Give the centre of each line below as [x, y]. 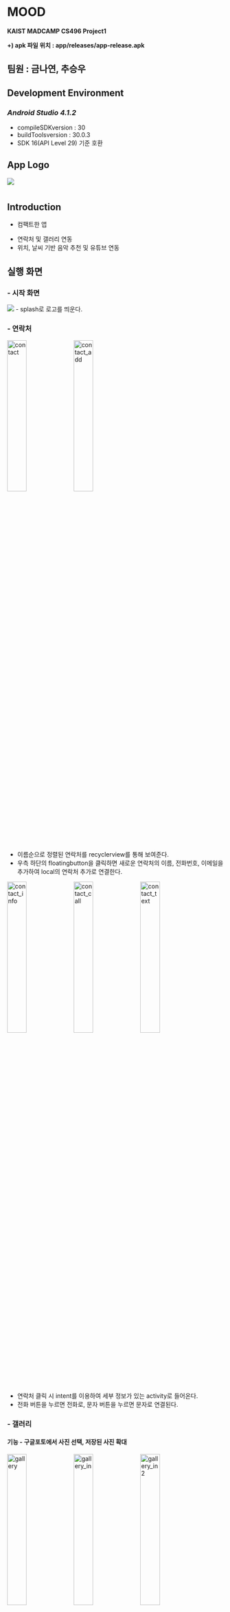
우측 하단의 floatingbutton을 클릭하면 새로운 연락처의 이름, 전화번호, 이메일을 [120, 863]
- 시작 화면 [23, 293]
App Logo [28, 165]
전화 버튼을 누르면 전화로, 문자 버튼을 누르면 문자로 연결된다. [97, 1405]
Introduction [34, 207]
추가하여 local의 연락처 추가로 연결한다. [69, 872]
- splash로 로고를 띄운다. [49, 309]
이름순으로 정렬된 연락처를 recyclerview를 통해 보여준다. [93, 855]
